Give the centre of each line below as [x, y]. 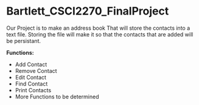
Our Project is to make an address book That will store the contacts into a [98, 28]
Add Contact [31, 64]
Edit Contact [31, 77]
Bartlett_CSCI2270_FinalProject [88, 11]
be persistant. [24, 41]
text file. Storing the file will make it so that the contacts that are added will [100, 34]
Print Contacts [33, 90]
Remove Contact [36, 70]
